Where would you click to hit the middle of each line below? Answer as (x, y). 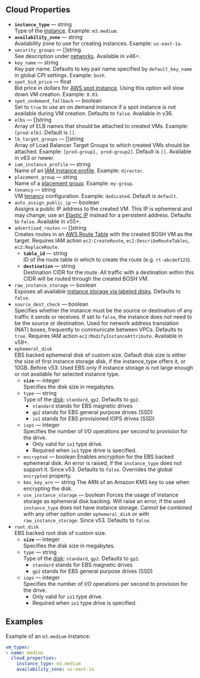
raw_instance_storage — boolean (55, 285)
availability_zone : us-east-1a (55, 670)
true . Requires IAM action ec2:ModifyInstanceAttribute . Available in (99, 336)
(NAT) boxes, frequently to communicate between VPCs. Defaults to (99, 329)
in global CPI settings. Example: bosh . (60, 75)
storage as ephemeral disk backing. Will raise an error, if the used (104, 501)
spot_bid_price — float (43, 81)
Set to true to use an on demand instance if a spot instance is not (95, 107)
